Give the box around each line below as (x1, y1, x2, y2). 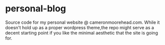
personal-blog (5, 3, 66, 14)
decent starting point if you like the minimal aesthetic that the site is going (5, 30, 158, 36)
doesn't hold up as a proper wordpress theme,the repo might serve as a (5, 24, 154, 30)
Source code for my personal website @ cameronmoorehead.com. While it (5, 19, 160, 25)
